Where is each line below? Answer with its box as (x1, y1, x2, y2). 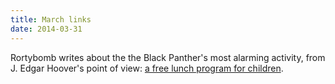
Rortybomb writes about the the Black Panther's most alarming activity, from (10, 51, 326, 63)
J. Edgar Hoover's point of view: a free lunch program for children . (10, 62, 284, 74)
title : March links (10, 14, 92, 25)
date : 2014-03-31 (10, 24, 83, 34)
